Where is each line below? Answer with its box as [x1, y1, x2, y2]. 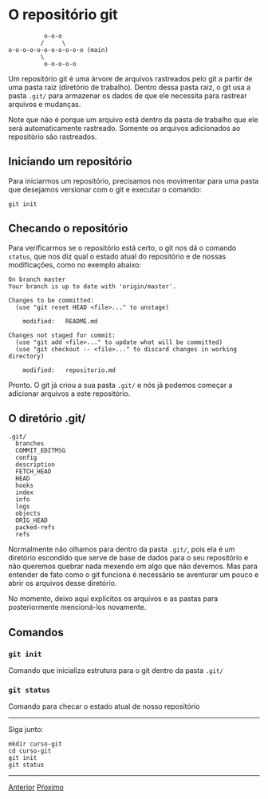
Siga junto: [8, 725, 44, 734]
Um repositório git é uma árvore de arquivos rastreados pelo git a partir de [8, 73, 253, 83]
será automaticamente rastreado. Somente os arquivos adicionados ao [8, 123, 241, 133]
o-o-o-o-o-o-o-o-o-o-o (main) [8, 45, 109, 53]
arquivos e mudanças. [8, 99, 81, 109]
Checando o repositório [8, 222, 128, 235]
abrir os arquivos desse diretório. [8, 579, 117, 588]
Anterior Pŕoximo [8, 782, 64, 792]
